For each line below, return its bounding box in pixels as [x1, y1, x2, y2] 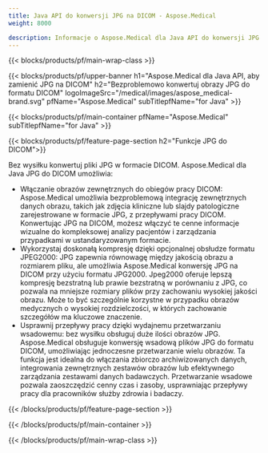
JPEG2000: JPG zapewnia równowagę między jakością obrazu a [19, 253, 234, 262]
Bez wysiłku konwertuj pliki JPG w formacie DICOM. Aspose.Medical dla [8, 160, 246, 170]
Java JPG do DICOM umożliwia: [8, 169, 114, 179]
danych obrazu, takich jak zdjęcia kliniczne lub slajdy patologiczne [19, 201, 240, 211]
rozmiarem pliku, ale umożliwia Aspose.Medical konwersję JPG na [19, 261, 238, 271]
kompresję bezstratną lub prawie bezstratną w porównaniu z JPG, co [19, 278, 248, 288]
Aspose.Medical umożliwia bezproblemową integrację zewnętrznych [19, 193, 246, 203]
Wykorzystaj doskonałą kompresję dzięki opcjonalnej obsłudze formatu [19, 244, 255, 253]
